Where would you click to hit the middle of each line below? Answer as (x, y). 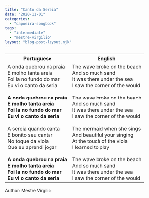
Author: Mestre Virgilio (28, 190)
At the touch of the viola (100, 141)
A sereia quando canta (34, 128)
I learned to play (91, 147)
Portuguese (37, 58)
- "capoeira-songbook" (33, 24)
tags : (11, 28)
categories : (17, 19)
